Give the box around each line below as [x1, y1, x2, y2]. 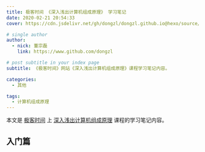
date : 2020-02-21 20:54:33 [6, 15, 75, 21]
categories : [6, 76, 37, 83]
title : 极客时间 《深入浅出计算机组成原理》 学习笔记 [6, 9, 127, 15]
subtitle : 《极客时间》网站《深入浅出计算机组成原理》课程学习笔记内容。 [6, 65, 170, 71]
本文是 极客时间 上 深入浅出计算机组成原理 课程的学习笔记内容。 [6, 116, 168, 124]
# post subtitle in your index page [6, 59, 99, 66]
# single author [6, 31, 48, 37]
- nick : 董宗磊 [12, 43, 48, 49]
